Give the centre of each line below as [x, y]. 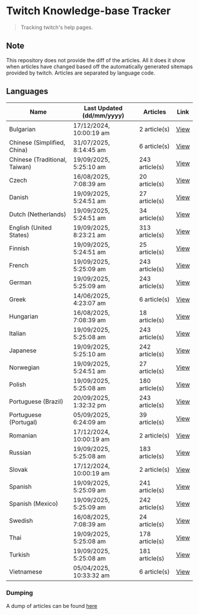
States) [19, 235]
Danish [19, 197]
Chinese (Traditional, [38, 159]
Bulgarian [23, 129]
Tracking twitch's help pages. [57, 27]
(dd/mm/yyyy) [103, 115]
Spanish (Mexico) [33, 503]
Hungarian [24, 316]
